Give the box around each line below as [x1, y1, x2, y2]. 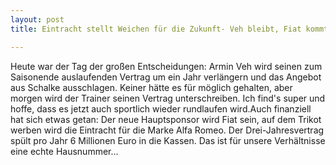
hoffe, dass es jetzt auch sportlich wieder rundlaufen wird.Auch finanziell [10, 102, 312, 115]
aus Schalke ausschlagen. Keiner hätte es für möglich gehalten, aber [10, 81, 293, 93]
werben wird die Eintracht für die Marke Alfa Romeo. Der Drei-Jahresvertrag [10, 124, 325, 136]
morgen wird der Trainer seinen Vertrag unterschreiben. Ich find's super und [10, 92, 326, 104]
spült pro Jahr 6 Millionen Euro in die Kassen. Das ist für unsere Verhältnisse [10, 134, 326, 146]
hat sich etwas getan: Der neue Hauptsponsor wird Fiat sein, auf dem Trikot [10, 113, 322, 125]
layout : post [10, 14, 65, 25]
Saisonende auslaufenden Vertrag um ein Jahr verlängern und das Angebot [10, 71, 322, 83]
